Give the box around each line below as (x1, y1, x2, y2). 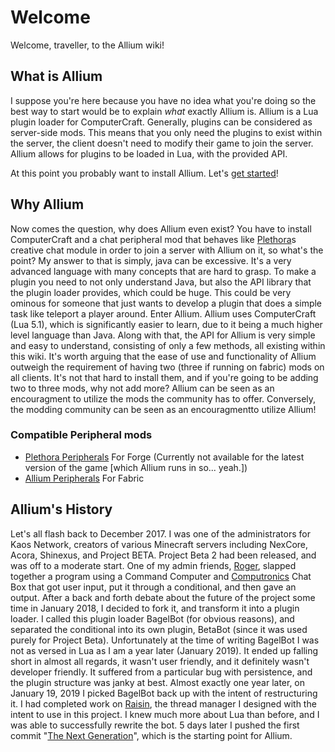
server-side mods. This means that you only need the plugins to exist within (10, 126, 323, 138)
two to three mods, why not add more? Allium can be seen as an (10, 382, 275, 394)
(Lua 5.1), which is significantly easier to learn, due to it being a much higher (10, 318, 323, 330)
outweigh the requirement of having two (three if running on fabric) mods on (10, 361, 325, 373)
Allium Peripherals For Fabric (24, 472, 145, 484)
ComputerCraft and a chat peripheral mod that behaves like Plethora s (10, 233, 297, 245)
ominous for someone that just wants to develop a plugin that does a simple (10, 297, 323, 309)
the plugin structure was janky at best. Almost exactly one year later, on (10, 676, 306, 688)
